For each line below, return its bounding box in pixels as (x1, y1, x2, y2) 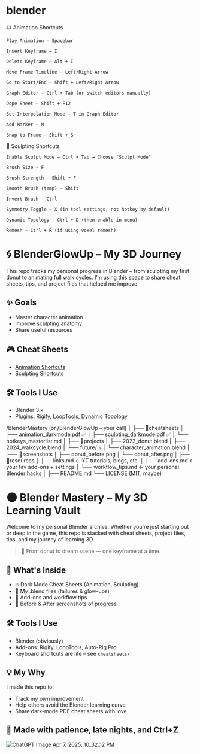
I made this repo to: (6, 683, 54, 691)
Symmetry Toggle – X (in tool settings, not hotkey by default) (6, 206, 170, 213)
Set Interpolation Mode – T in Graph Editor (6, 111, 119, 117)
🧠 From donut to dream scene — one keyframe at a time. (20, 547, 161, 555)
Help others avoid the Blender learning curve (14, 701, 126, 708)
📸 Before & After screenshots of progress (14, 600, 117, 608)
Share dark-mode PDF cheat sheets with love (14, 707, 127, 714)
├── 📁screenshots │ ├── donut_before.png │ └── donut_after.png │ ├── (6, 450, 190, 458)
